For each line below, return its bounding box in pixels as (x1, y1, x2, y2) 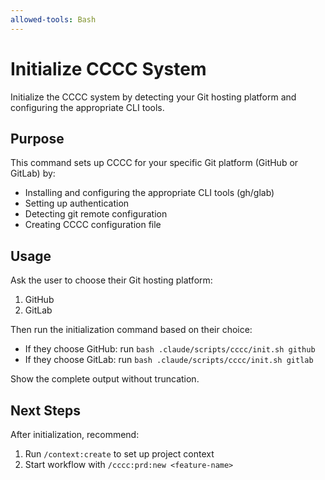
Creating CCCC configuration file (24, 219, 162, 231)
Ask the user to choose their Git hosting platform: (10, 274, 213, 286)
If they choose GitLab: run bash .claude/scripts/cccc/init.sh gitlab (24, 354, 314, 366)
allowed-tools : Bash (10, 14, 97, 25)
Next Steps (10, 402, 81, 419)
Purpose (10, 130, 65, 147)
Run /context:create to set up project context (24, 448, 215, 460)
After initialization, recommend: (10, 429, 140, 440)
